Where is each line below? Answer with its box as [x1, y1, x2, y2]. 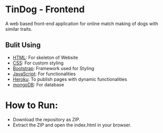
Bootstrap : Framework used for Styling [12, 65, 95, 71]
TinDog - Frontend [5, 4, 85, 15]
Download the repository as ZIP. [12, 116, 81, 122]
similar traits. [5, 26, 32, 32]
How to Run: [5, 99, 58, 111]
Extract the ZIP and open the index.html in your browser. [12, 122, 132, 128]
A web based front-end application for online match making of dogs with [5, 20, 158, 27]
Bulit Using [5, 41, 41, 50]
